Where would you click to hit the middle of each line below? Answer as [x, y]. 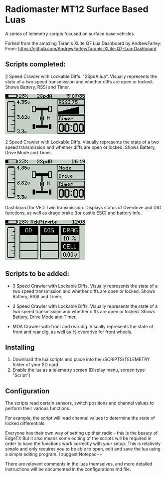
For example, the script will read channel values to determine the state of [80, 418]
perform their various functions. [38, 409]
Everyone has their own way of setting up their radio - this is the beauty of [82, 433]
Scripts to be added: [37, 274]
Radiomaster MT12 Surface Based [77, 9]
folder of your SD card [35, 365]
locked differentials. [25, 424]
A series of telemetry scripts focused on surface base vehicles [70, 33]
